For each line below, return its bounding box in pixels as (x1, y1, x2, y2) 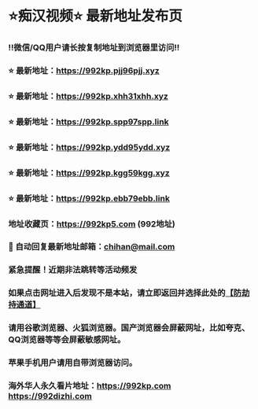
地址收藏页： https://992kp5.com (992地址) (8, 218, 175, 229)
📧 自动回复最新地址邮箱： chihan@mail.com (8, 241, 175, 252)
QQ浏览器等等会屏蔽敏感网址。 (8, 334, 126, 345)
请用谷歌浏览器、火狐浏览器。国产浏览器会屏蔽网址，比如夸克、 (8, 322, 250, 333)
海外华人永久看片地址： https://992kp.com (8, 381, 171, 392)
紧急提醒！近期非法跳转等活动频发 (8, 264, 138, 275)
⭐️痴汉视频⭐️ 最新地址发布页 (8, 7, 183, 25)
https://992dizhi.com (8, 391, 92, 402)
